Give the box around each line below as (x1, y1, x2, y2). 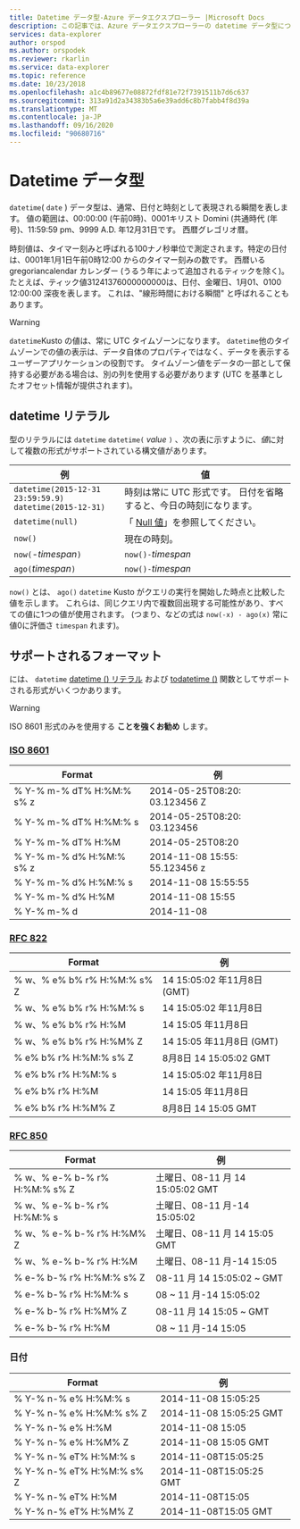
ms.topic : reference (9, 71, 87, 80)
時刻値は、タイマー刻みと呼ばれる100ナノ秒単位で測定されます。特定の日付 (9, 243, 287, 254)
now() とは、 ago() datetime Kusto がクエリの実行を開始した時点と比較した (9, 586, 286, 597)
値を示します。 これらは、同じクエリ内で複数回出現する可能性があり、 (9, 597, 269, 608)
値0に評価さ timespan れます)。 (9, 620, 125, 631)
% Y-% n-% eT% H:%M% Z (13, 1505, 134, 1517)
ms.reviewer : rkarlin (9, 54, 90, 63)
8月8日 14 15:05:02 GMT (162, 1052, 271, 1065)
